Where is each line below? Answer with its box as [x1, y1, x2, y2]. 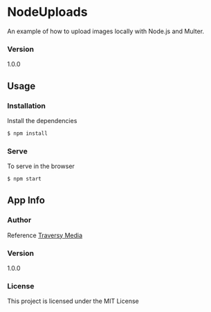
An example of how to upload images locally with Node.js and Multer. [7, 27, 205, 35]
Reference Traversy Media [7, 231, 83, 239]
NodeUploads [7, 4, 88, 20]
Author [7, 215, 32, 225]
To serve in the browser [7, 162, 75, 170]
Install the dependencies [7, 116, 77, 125]
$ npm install [7, 129, 48, 137]
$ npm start [7, 176, 42, 183]
